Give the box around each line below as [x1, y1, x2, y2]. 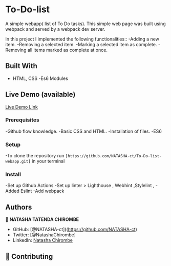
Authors [5, 202, 32, 211]
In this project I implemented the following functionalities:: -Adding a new [5, 36, 160, 42]
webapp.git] [5, 159, 31, 165]
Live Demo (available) [5, 90, 76, 99]
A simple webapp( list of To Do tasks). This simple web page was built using [5, 21, 166, 27]
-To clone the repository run [5, 153, 65, 159]
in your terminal [31, 158, 65, 165]
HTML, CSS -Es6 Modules [12, 75, 68, 81]
